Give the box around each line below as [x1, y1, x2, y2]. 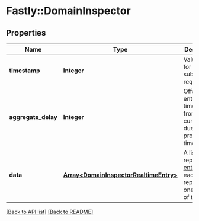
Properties [6, 28, 46, 38]
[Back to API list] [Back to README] [6, 209, 94, 215]
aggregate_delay [9, 113, 58, 121]
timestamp [9, 66, 40, 75]
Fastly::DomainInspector [6, 4, 131, 18]
